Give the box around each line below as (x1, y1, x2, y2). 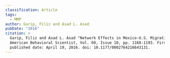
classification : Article (5, 7, 58, 13)
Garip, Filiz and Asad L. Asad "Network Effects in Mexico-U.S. (10, 36, 148, 41)
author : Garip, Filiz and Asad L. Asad (5, 21, 90, 27)
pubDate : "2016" (5, 26, 39, 31)
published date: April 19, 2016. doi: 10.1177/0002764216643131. (10, 45, 151, 50)
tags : (5, 12, 17, 17)
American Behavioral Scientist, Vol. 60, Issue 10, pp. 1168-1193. (10, 40, 155, 45)
